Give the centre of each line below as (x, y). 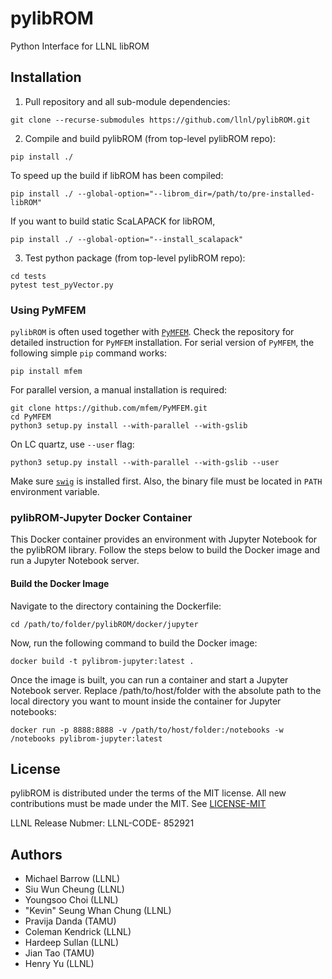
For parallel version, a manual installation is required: (119, 390)
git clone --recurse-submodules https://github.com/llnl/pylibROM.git (160, 120)
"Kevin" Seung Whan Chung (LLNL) (98, 911)
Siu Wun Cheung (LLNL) (74, 889)
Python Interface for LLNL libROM (80, 46)
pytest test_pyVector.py (62, 285)
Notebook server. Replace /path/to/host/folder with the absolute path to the (166, 690)
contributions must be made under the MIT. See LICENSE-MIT (138, 804)
